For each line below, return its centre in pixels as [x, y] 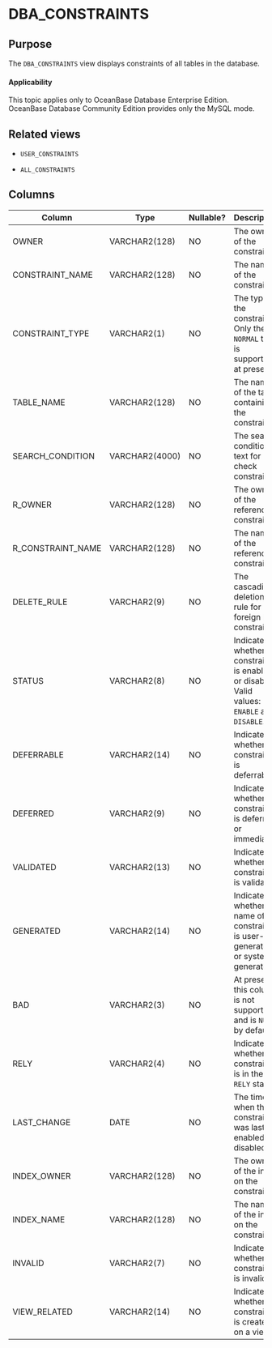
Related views [45, 134]
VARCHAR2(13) [140, 867]
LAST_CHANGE [42, 1122]
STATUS [28, 680]
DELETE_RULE [40, 602]
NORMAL [246, 339]
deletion [249, 596]
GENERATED [36, 931]
